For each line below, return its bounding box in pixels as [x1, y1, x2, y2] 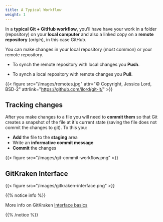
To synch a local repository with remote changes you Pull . [12, 71, 133, 77]
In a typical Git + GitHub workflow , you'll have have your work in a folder [5, 26, 157, 32]
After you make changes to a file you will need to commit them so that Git [5, 114, 158, 120]
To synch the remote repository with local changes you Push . [12, 61, 140, 67]
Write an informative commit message [12, 140, 94, 146]
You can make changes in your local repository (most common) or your [5, 46, 152, 52]
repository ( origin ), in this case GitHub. [5, 36, 87, 43]
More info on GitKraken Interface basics [5, 202, 88, 208]
